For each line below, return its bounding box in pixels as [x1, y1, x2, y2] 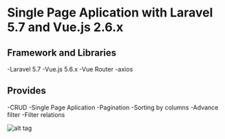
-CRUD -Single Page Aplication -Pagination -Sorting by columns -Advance [7, 103, 219, 111]
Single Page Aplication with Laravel [7, 5, 213, 21]
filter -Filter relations [7, 110, 65, 118]
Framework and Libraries [7, 47, 117, 58]
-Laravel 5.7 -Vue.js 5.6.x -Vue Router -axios [7, 65, 133, 73]
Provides [7, 85, 46, 97]
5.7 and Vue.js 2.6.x [7, 19, 124, 35]
